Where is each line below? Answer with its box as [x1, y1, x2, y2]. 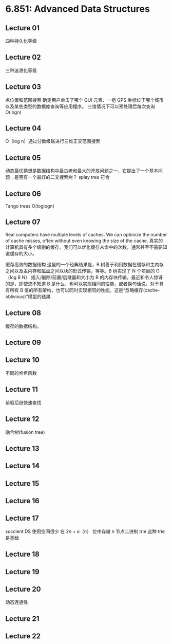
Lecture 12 [5, 415, 40, 424]
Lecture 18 [5, 550, 40, 559]
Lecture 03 [5, 83, 41, 91]
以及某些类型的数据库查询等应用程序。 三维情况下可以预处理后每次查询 [5, 103, 155, 109]
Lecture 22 [5, 632, 41, 640]
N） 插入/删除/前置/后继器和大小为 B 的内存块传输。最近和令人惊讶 [22, 274, 163, 280]
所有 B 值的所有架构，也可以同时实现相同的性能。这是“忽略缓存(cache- [9, 287, 160, 293]
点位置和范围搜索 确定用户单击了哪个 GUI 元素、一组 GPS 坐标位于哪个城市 [5, 97, 164, 103]
